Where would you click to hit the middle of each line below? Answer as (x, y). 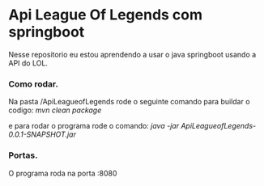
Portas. (23, 155)
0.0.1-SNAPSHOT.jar (43, 134)
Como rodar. (34, 84)
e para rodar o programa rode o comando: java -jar (94, 126)
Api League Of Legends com (106, 15)
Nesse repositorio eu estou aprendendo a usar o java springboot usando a (132, 54)
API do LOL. (28, 63)
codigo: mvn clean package (55, 110)
